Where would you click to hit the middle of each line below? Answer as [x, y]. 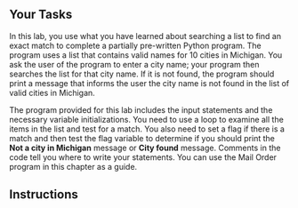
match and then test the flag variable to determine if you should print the [142, 138]
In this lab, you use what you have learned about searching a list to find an [145, 36]
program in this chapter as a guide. [73, 166]
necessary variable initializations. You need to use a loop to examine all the [147, 119]
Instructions [44, 195]
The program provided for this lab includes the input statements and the [141, 109]
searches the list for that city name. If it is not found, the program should [142, 74]
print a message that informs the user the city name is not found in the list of [149, 83]
